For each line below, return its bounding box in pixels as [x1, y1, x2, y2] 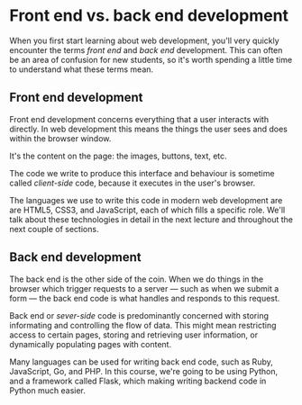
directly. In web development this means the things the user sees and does [9, 123, 288, 134]
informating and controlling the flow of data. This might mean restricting [9, 319, 277, 330]
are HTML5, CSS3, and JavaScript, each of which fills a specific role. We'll [9, 204, 286, 215]
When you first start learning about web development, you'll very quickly [9, 35, 279, 46]
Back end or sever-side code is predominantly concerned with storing [9, 310, 269, 320]
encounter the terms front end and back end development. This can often [9, 44, 283, 55]
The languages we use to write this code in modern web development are [9, 194, 283, 205]
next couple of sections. [9, 223, 99, 234]
